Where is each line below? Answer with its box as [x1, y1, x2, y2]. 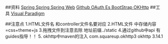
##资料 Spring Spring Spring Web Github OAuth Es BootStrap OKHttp [5, 4, 149, 10]
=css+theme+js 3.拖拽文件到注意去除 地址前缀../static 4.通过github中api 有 [5, 27, 161, 33]
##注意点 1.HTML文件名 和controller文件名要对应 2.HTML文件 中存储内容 [5, 21, 156, 27]
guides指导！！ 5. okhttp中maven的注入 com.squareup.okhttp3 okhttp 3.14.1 [5, 34, 163, 39]
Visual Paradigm [11, 10, 45, 16]
